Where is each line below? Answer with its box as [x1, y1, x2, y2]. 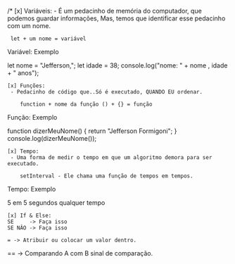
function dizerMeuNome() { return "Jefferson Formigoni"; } [7, 127, 177, 135]
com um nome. [7, 22, 51, 30]
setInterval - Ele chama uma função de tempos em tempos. [20, 172, 193, 180]
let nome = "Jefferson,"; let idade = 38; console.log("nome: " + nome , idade [7, 61, 228, 70]
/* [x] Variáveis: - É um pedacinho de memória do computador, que [7, 7, 202, 15]
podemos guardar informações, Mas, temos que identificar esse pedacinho [7, 14, 226, 23]
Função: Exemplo [7, 113, 58, 121]
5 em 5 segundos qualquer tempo [7, 199, 106, 207]
